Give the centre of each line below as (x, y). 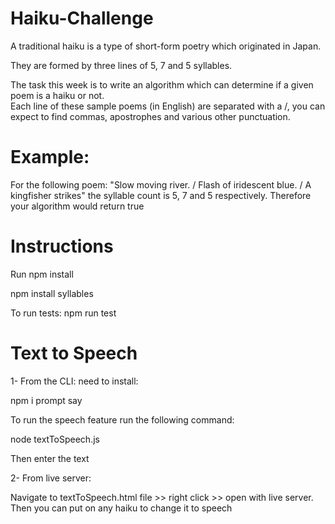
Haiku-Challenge (82, 18)
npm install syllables (52, 293)
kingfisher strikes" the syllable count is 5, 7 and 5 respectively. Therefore (161, 195)
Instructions (62, 246)
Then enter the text (50, 458)
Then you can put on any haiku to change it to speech (121, 508)
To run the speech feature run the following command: (122, 419)
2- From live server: (51, 478)
